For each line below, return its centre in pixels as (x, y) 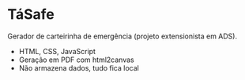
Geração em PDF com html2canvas (77, 60)
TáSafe (31, 15)
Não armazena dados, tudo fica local (79, 67)
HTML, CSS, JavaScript (57, 51)
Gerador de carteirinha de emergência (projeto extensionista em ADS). (122, 36)
